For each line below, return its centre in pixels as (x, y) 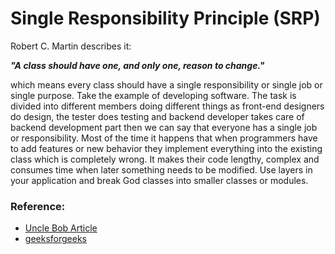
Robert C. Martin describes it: (71, 46)
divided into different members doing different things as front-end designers (167, 106)
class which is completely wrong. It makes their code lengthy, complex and (165, 159)
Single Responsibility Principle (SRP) (165, 18)
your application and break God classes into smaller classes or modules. (159, 180)
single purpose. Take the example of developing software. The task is (153, 95)
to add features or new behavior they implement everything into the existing (166, 148)
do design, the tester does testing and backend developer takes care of (157, 116)
